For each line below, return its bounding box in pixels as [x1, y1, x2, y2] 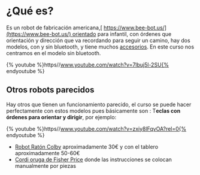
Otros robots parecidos [6, 85, 95, 95]
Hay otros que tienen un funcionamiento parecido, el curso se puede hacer [6, 101, 192, 108]
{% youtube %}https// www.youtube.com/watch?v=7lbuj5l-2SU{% [6, 61, 169, 68]
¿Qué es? [6, 4, 54, 18]
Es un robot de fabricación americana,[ [6, 24, 103, 31]
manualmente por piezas [14, 162, 77, 169]
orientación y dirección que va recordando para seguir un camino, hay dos [6, 37, 190, 44]
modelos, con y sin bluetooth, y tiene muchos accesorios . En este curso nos [6, 43, 195, 50]
